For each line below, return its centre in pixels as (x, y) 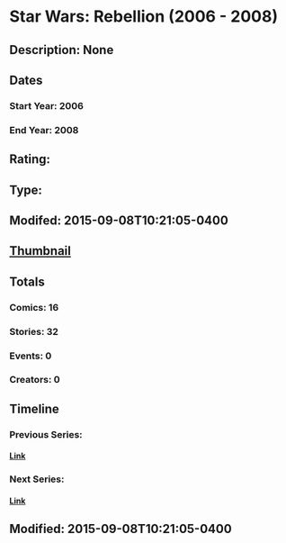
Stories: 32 (34, 331)
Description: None (62, 50)
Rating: (30, 159)
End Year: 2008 (44, 130)
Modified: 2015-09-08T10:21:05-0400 (121, 529)
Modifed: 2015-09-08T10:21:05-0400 (119, 220)
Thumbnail (40, 251)
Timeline (35, 408)
